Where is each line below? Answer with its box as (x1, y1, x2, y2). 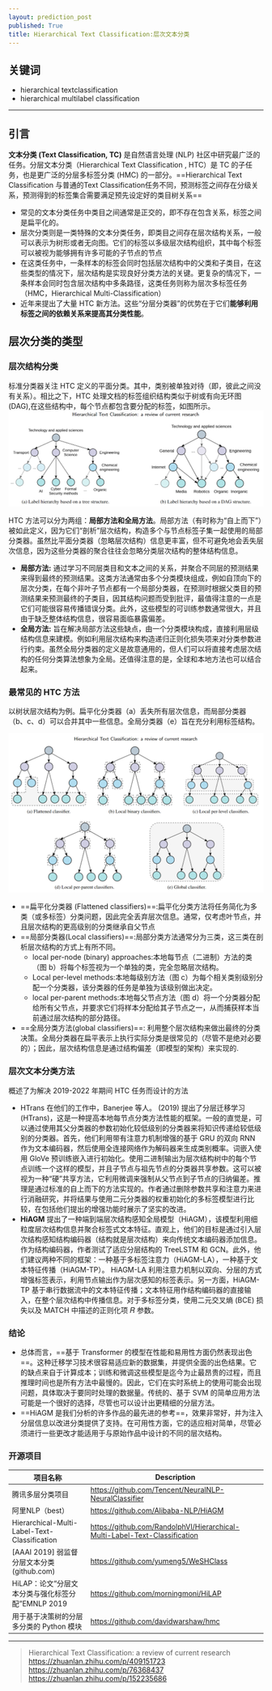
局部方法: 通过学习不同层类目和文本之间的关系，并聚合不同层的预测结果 (19, 563, 259, 573)
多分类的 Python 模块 (11, 1621, 83, 1631)
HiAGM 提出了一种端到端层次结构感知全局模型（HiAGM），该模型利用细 (19, 1214, 258, 1224)
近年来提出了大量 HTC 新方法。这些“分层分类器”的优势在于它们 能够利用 (19, 299, 259, 308)
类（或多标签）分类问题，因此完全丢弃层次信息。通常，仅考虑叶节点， (19, 911, 255, 922)
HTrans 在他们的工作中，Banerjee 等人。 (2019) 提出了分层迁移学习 (19, 1103, 245, 1112)
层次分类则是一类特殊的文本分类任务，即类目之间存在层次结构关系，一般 (19, 227, 261, 237)
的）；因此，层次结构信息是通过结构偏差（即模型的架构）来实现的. (19, 1043, 239, 1053)
